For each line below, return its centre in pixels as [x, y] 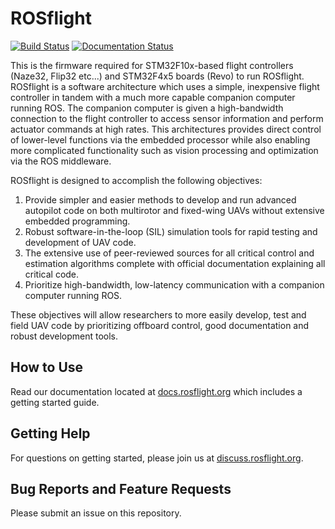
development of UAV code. [80, 242]
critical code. [52, 274]
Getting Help [50, 433]
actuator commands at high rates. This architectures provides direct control [166, 129]
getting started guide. [55, 402]
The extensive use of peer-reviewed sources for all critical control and [169, 253]
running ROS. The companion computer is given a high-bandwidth [147, 108]
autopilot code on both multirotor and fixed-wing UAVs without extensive [174, 210]
